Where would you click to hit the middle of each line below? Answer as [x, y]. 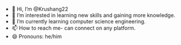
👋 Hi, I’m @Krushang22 [40, 9]
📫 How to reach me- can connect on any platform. [73, 28]
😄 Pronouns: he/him [37, 36]
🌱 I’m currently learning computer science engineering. [79, 21]
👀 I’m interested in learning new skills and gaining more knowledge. [93, 15]
